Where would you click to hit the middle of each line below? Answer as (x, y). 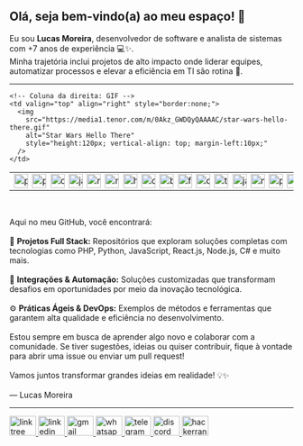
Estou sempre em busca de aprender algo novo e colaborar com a (132, 337)
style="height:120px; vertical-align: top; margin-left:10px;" (147, 143)
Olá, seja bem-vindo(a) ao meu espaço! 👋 (128, 17)
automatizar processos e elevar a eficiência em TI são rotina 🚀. (126, 71)
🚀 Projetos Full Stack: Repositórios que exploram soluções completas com (148, 241)
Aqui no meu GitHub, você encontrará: (81, 222)
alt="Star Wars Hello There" (80, 135)
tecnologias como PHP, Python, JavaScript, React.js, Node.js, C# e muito (145, 250)
